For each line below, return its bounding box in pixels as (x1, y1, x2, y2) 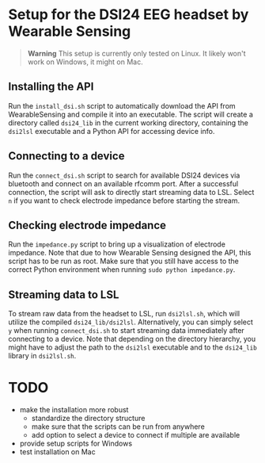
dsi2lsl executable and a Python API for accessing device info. (8, 126, 215, 136)
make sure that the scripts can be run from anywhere (31, 422, 206, 431)
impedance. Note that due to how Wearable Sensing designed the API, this (8, 248, 252, 258)
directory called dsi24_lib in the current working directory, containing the (8, 117, 249, 128)
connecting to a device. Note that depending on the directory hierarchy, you (8, 335, 256, 344)
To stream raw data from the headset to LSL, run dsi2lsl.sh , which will (8, 309, 240, 319)
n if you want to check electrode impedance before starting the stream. (8, 196, 240, 205)
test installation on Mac (19, 447, 97, 457)
